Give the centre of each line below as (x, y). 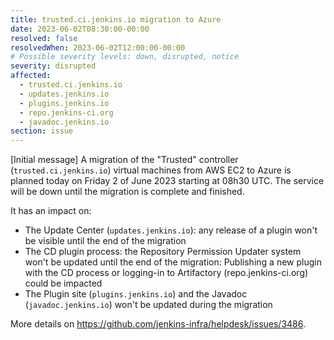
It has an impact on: (51, 211)
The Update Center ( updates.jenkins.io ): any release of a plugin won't (171, 230)
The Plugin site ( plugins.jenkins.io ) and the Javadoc (136, 294)
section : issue (42, 131)
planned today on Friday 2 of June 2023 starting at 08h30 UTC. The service (167, 181)
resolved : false (44, 38)
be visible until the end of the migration (105, 241)
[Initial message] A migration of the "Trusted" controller (124, 160)
